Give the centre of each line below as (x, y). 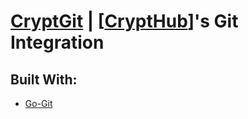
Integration (57, 42)
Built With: (44, 79)
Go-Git (38, 103)
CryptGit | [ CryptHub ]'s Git (124, 21)
